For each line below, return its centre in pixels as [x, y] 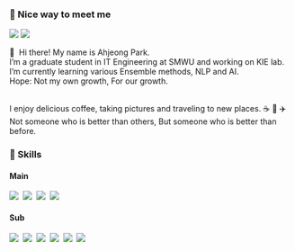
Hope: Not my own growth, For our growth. [89, 81]
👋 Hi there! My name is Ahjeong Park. [80, 52]
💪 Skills [26, 155]
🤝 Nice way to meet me [60, 14]
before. [23, 131]
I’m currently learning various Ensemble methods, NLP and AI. [124, 72]
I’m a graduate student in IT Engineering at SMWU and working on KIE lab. [147, 62]
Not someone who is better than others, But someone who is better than [143, 121]
